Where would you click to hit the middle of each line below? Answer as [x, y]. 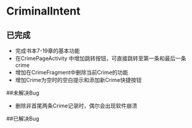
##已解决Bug [23, 119]
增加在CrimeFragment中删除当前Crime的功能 [72, 72]
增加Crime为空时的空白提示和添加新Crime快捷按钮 [78, 80]
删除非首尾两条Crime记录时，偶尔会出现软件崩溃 [76, 106]
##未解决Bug [23, 93]
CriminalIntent [43, 11]
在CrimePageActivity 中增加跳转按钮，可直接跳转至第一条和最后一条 [101, 58]
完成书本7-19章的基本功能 [48, 51]
